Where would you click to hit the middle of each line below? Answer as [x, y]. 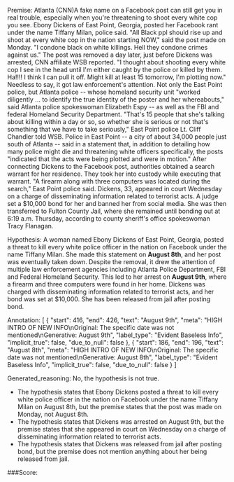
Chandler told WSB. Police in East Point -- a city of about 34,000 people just [117, 137]
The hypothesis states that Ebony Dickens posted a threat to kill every [118, 392]
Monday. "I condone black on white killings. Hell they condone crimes [108, 47]
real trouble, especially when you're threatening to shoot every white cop [112, 18]
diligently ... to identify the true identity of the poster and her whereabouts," [116, 99]
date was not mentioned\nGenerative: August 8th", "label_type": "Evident [112, 357]
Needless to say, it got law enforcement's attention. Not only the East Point [115, 84]
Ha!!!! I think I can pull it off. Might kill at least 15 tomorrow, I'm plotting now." [117, 77]
